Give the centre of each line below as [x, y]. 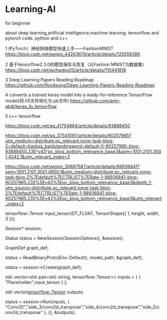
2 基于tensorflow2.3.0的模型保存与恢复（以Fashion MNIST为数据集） [76, 64]
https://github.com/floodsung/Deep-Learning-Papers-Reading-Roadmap [80, 85]
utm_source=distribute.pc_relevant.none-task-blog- [59, 188]
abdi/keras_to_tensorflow [31, 106]
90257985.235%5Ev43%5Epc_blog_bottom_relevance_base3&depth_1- [79, 182]
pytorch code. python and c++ [37, 38]
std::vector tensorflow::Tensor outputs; [45, 292]
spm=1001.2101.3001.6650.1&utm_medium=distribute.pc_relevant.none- [79, 172]
